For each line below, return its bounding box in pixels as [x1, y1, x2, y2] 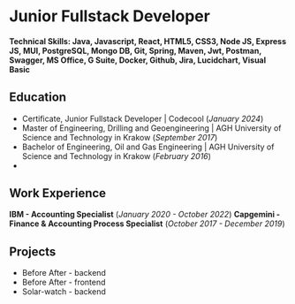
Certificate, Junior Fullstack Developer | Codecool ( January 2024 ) [21, 113, 264, 124]
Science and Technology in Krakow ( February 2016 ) [21, 150, 212, 161]
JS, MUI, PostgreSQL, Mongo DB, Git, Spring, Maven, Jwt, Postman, [9, 45, 262, 56]
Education [9, 90, 67, 105]
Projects [9, 244, 57, 259]
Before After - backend [21, 268, 106, 278]
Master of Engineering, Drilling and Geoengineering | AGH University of [21, 122, 282, 133]
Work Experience [9, 186, 107, 201]
